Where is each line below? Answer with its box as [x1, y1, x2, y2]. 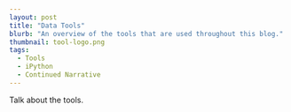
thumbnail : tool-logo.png [9, 37, 105, 47]
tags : [9, 46, 29, 55]
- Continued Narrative [17, 71, 101, 79]
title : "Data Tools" [9, 21, 86, 30]
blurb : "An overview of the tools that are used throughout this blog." [9, 29, 284, 38]
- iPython [17, 63, 53, 71]
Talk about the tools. [9, 94, 84, 105]
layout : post [9, 12, 58, 22]
